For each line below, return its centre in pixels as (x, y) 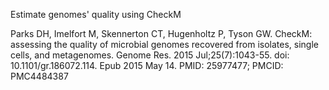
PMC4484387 (39, 76)
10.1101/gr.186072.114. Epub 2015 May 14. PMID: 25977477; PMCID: (147, 65)
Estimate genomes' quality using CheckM (96, 14)
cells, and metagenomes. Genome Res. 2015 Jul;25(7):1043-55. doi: (150, 55)
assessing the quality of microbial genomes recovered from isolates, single (164, 44)
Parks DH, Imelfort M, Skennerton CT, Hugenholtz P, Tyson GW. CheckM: (161, 33)
